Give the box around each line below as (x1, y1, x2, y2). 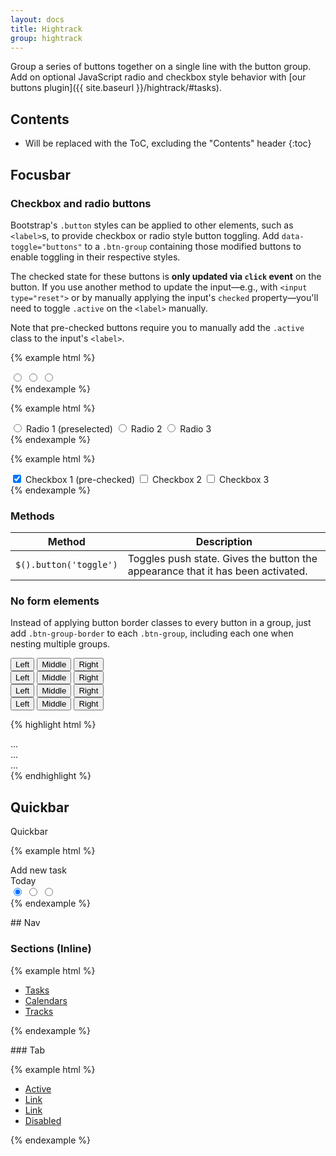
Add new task (10, 864, 67, 876)
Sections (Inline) (10, 942, 92, 956)
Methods (10, 509, 55, 523)
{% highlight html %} (10, 719, 97, 731)
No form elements (10, 594, 100, 608)
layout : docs (10, 14, 65, 25)
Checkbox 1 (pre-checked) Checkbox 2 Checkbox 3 (24, 473, 270, 485)
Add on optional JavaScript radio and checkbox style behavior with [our (10, 71, 307, 83)
